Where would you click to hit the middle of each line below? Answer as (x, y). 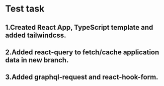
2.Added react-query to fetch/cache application (82, 52)
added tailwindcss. (36, 35)
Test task (25, 9)
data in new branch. (37, 60)
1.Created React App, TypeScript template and (79, 27)
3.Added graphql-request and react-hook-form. (82, 77)
